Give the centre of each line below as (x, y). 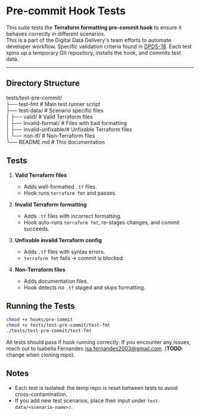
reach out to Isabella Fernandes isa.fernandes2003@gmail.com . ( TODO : (95, 348)
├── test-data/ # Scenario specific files (55, 110)
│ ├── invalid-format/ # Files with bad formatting (66, 123)
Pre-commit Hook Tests (66, 11)
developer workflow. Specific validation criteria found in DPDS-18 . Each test (99, 46)
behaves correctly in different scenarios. (56, 33)
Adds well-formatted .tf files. (60, 186)
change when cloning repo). (41, 355)
